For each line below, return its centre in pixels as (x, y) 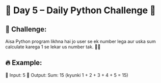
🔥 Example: (24, 63)
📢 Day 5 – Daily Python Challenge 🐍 (81, 10)
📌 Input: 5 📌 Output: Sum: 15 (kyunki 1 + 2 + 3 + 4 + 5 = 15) (67, 75)
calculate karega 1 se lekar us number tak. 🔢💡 (53, 47)
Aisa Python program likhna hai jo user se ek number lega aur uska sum (81, 41)
